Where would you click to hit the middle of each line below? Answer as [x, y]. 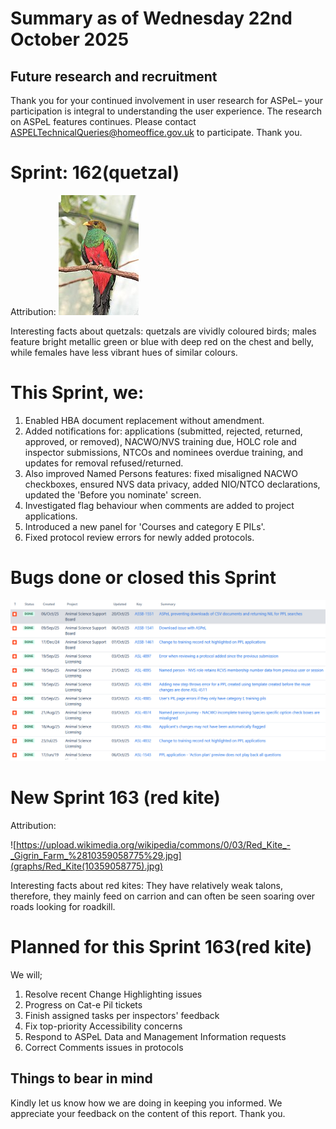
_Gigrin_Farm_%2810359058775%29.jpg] [96, 856]
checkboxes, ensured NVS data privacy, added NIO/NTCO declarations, [172, 484]
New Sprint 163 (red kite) [115, 798]
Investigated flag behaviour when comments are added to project [159, 505]
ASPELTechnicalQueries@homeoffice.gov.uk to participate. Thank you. [156, 132]
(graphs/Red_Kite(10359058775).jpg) [87, 866]
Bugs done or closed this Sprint [143, 578]
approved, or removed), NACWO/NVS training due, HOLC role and [160, 441]
